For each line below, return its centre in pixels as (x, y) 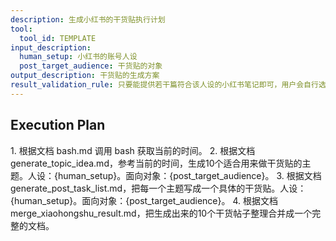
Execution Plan (58, 125)
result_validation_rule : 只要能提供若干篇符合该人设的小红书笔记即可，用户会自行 (164, 85)
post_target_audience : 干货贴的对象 (91, 66)
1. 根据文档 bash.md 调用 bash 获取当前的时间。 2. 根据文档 (133, 150)
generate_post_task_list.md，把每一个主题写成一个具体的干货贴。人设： (158, 188)
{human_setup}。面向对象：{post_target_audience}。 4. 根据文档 (144, 200)
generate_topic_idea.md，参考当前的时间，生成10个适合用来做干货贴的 (156, 163)
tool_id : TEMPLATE (58, 38)
